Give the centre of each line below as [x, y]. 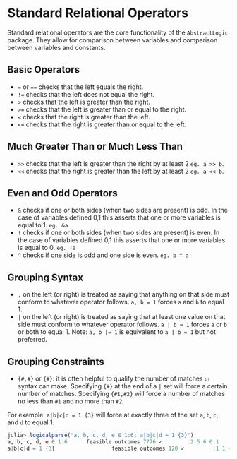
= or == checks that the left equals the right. [80, 87]
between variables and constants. [56, 47]
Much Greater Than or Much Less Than [95, 147]
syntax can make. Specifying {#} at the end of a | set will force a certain [122, 386]
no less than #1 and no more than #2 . [71, 401]
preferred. [32, 340]
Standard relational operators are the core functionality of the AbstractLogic [118, 32]
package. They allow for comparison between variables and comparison [113, 40]
